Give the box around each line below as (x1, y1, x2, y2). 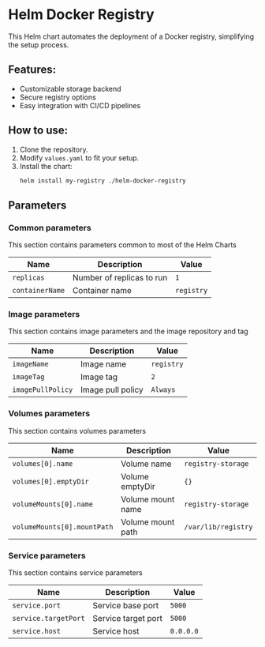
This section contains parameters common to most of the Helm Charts (8, 240, 237, 250)
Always (151, 386, 176, 394)
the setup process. (8, 39, 69, 49)
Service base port (92, 600, 159, 611)
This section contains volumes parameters (8, 426, 147, 435)
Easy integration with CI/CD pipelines (19, 100, 141, 110)
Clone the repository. (19, 145, 88, 154)
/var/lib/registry (184, 522, 253, 531)
